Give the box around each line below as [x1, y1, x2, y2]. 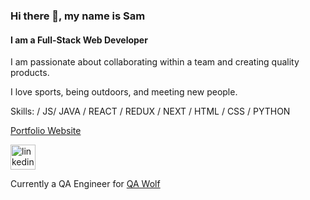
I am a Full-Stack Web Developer [10, 34, 148, 46]
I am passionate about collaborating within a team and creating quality [10, 56, 300, 68]
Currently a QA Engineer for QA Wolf [10, 178, 161, 190]
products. [10, 67, 50, 79]
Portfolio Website [10, 125, 82, 137]
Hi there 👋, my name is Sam [10, 9, 146, 23]
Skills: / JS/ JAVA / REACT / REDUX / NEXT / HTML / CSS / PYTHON [10, 105, 291, 118]
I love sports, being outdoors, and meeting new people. [10, 86, 238, 98]
